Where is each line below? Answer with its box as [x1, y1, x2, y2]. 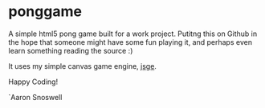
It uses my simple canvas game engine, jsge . [8, 61, 157, 70]
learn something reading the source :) [8, 46, 133, 55]
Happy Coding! [8, 77, 59, 86]
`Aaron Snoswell [8, 92, 63, 102]
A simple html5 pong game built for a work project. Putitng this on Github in [8, 29, 258, 38]
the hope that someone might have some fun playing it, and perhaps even [8, 37, 253, 46]
